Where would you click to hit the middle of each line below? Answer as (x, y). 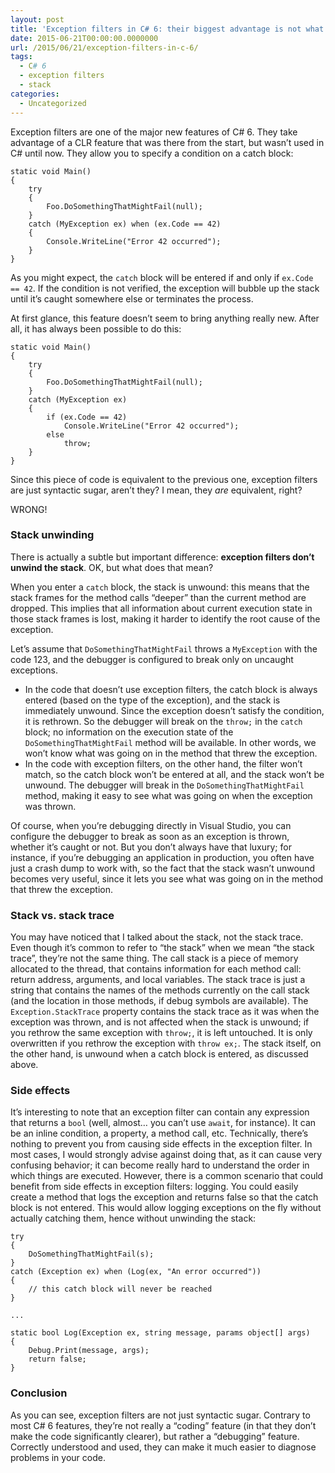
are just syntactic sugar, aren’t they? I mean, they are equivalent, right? (156, 490)
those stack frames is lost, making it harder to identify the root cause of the (165, 618)
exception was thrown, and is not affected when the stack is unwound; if (160, 1022)
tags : (21, 57)
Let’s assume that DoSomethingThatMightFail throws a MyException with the (164, 648)
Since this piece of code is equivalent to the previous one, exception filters (164, 479)
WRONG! (29, 509)
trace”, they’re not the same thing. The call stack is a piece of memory (154, 958)
